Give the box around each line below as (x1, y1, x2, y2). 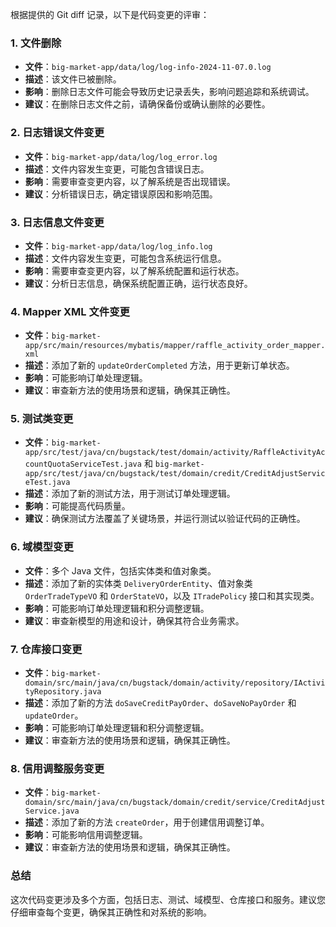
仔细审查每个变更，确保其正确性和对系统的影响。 (10, 906, 212, 918)
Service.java (24, 806, 80, 817)
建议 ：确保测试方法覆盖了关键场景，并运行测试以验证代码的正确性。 (24, 513, 306, 525)
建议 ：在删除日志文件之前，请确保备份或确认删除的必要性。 (24, 98, 271, 110)
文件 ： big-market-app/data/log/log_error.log (24, 150, 218, 162)
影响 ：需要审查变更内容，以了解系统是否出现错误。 (24, 175, 236, 187)
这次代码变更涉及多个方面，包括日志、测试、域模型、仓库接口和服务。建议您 (10, 893, 326, 905)
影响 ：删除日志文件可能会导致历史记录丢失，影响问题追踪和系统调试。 (24, 86, 315, 98)
